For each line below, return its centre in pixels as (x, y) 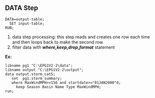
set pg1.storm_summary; (37, 78)
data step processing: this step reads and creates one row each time (81, 37)
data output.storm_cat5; (30, 74)
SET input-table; (27, 23)
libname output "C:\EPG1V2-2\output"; (44, 70)
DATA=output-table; (25, 19)
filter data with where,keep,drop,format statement (63, 47)
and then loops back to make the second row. (58, 42)
